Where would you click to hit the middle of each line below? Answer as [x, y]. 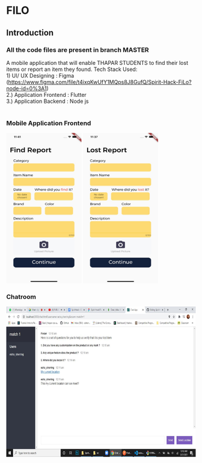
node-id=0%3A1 [26, 88]
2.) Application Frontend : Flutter [47, 94]
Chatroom [21, 297]
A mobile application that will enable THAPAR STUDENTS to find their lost [97, 63]
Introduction [30, 33]
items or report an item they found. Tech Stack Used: [72, 69]
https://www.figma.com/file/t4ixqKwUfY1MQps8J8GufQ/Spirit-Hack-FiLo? [100, 82]
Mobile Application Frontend [49, 123]
